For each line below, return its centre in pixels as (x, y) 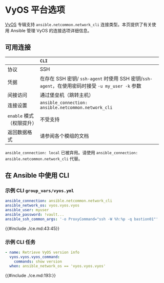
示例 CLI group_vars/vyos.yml (40, 191)
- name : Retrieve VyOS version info (42, 253)
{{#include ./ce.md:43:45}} (32, 228)
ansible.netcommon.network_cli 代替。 (44, 159)
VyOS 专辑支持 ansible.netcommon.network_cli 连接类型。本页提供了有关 (79, 24)
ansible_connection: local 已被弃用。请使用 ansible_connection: (72, 152)
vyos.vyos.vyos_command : (35, 257)
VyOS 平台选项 (35, 10)
